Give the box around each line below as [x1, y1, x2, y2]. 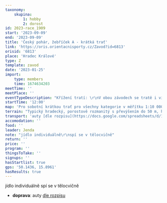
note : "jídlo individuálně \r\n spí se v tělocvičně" [5, 132, 114, 137]
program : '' [5, 146, 30, 151]
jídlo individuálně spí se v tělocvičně [5, 183, 79, 189]
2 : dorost [23, 21, 43, 26]
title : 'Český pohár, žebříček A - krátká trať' [5, 40, 108, 45]
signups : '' [5, 155, 30, 160]
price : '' [5, 141, 26, 147]
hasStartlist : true [5, 160, 46, 165]
